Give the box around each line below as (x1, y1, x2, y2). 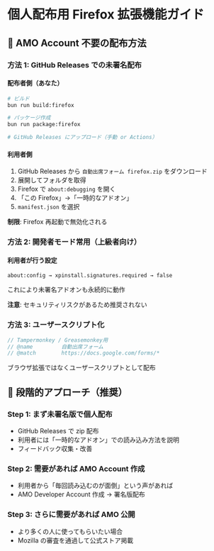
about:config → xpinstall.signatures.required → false (7, 272, 173, 279)
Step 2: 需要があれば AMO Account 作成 (7, 464, 145, 474)
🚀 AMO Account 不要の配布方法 (7, 37, 147, 49)
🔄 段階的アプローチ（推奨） (7, 386, 128, 398)
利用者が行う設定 (7, 256, 57, 265)
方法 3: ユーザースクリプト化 (7, 320, 105, 330)
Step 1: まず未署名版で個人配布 (7, 409, 113, 419)
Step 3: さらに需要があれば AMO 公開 (7, 510, 136, 520)
